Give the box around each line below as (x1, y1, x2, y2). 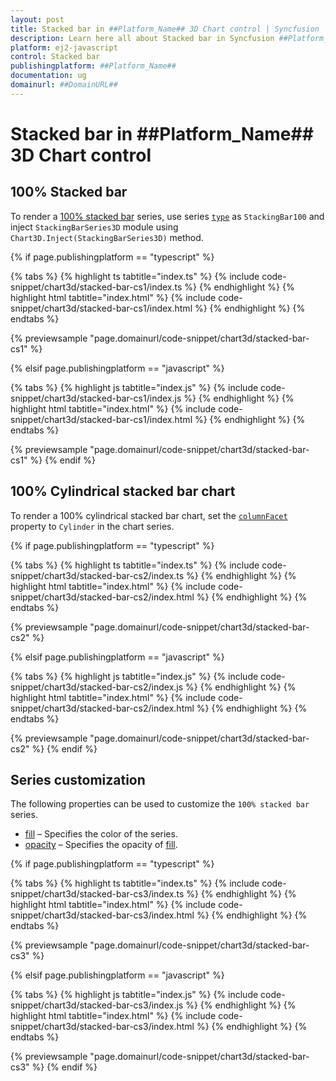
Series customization (10, 771, 146, 788)
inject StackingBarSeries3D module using (10, 221, 179, 233)
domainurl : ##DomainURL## (10, 80, 118, 90)
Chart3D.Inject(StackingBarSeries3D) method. (10, 231, 204, 243)
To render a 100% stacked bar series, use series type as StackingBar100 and (10, 210, 325, 222)
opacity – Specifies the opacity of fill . (24, 839, 178, 851)
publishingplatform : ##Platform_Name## (10, 61, 177, 71)
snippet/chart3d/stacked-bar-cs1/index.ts (10, 281, 183, 293)
